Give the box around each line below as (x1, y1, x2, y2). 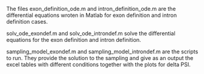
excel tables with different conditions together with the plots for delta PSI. (6, 61, 191, 68)
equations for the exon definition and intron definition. (6, 36, 141, 43)
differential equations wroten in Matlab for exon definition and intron (6, 12, 177, 19)
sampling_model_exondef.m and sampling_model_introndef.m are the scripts (6, 48, 199, 55)
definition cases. (6, 18, 48, 25)
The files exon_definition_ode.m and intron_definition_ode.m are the (6, 5, 176, 12)
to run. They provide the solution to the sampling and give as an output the (6, 55, 194, 61)
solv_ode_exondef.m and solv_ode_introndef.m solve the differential (6, 30, 175, 37)
